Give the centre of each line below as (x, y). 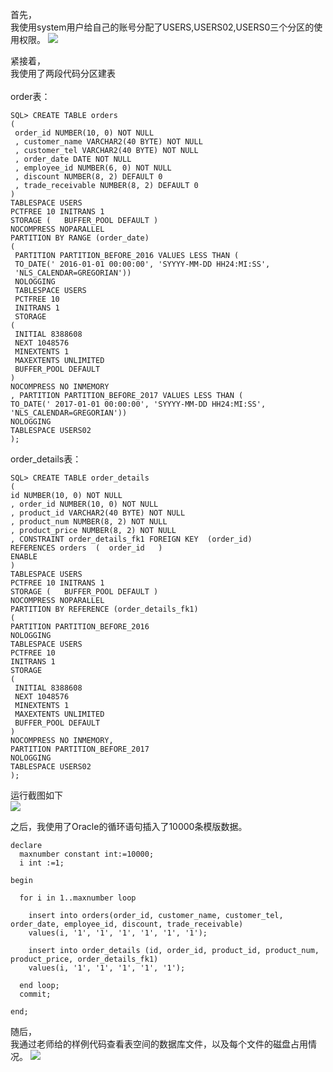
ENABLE (24, 557)
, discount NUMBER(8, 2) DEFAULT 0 (88, 177)
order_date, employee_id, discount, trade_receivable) (127, 924)
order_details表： (46, 459)
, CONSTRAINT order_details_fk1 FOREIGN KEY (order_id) (131, 539)
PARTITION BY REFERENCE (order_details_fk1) (104, 609)
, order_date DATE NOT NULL (73, 159)
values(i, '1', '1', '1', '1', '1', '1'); (118, 933)
